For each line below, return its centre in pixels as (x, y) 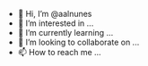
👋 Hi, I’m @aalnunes (55, 14)
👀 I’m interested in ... (56, 23)
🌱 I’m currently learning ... (65, 33)
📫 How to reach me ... (59, 52)
